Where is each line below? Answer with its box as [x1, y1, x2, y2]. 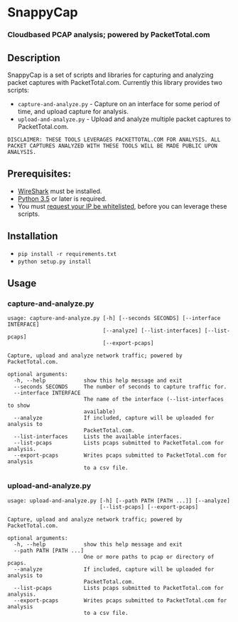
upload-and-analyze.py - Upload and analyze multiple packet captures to [17, 115, 231, 123]
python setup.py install [17, 258, 92, 265]
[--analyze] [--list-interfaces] [102, 327, 202, 335]
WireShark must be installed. [17, 187, 102, 195]
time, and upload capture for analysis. [17, 107, 129, 115]
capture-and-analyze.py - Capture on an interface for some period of [17, 99, 220, 108]
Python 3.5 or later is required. [17, 194, 107, 203]
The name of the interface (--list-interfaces [83, 396, 224, 403]
